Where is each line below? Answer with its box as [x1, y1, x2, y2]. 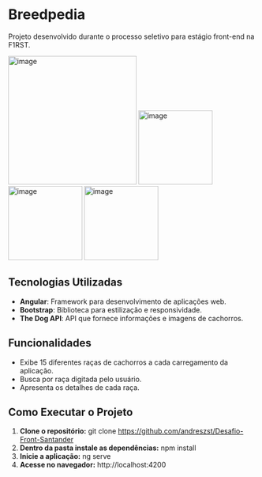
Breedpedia [8, 6, 86, 24]
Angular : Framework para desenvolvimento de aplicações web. [19, 297, 226, 306]
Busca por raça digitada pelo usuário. [19, 374, 142, 384]
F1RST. [8, 40, 31, 49]
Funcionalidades [8, 336, 92, 350]
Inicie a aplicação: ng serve [19, 452, 111, 461]
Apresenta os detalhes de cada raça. [19, 382, 140, 392]
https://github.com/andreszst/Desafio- [118, 426, 244, 436]
